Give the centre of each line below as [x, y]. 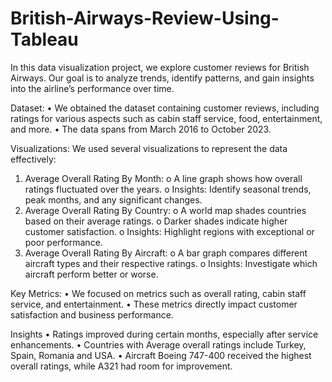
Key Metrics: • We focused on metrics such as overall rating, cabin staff [158, 293]
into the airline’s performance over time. [92, 88]
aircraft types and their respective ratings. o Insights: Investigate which [171, 263]
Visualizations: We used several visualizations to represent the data [149, 148]
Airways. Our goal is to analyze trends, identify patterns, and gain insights [162, 78]
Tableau [44, 39]
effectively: [33, 159]
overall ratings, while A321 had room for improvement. [121, 366]
